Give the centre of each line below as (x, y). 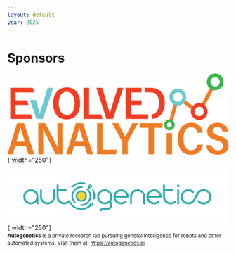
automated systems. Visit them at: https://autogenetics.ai (76, 243)
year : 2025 (23, 22)
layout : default (31, 15)
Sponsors (36, 58)
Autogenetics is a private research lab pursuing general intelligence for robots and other (114, 236)
